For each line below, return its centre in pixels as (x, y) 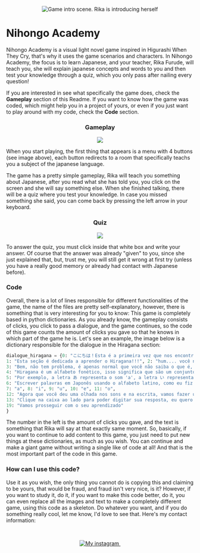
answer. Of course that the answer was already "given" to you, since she (96, 253)
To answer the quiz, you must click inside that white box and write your (93, 246)
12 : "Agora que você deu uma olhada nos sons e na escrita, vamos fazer (98, 394)
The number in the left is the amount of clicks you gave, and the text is (93, 422)
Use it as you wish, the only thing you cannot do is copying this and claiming (100, 482)
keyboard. (18, 207)
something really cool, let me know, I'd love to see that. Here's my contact (97, 514)
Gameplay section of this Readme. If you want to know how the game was (97, 99)
